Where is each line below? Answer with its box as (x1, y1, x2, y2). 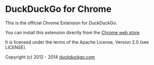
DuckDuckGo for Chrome (5, 3, 111, 15)
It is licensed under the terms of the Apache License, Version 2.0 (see (5, 39, 149, 45)
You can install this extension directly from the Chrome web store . (5, 29, 141, 35)
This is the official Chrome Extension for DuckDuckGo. (5, 20, 117, 26)
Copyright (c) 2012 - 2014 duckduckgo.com (5, 54, 95, 60)
